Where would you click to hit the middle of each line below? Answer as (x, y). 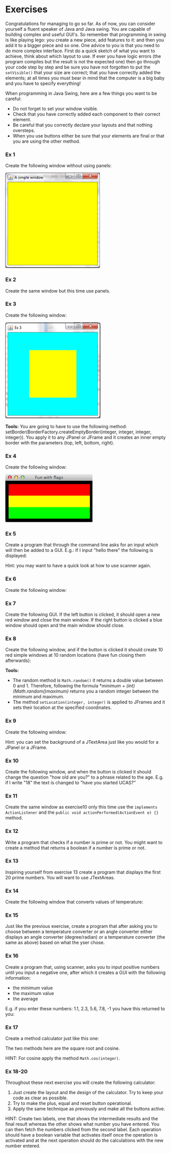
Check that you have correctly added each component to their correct (87, 114)
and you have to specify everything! (43, 83)
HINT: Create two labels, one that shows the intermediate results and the (82, 1119)
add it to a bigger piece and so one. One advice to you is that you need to (82, 45)
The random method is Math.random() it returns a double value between (88, 680)
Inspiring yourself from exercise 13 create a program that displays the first (83, 872)
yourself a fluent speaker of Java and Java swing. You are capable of (78, 29)
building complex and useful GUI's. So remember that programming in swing (86, 34)
